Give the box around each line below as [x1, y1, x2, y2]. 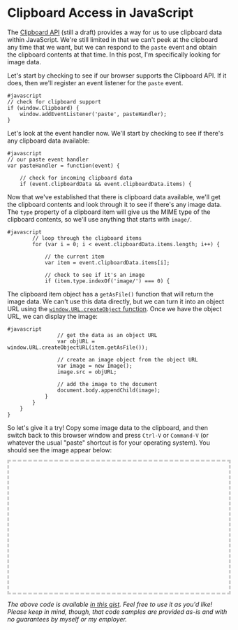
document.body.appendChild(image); [57, 387, 161, 394]
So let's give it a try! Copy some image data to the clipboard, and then [7, 423, 208, 431]
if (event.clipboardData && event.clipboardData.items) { [20, 180, 192, 187]
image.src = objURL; [57, 368, 117, 375]
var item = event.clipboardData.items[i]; [44, 259, 170, 266]
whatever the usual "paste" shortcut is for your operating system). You [7, 438, 211, 447]
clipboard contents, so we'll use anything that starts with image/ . [7, 215, 192, 223]
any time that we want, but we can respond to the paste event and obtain [7, 43, 217, 51]
